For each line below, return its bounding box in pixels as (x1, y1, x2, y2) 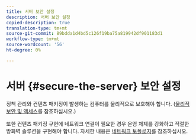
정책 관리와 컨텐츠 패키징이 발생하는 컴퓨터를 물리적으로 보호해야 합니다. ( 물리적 (6, 100, 190, 107)
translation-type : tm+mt (6, 25, 68, 31)
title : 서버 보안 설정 (6, 8, 55, 15)
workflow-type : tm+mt (6, 36, 60, 42)
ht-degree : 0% (6, 47, 41, 53)
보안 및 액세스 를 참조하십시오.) (6, 108, 76, 115)
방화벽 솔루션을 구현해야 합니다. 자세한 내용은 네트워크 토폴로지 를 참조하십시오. (6, 128, 188, 135)
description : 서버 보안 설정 (6, 14, 71, 20)
